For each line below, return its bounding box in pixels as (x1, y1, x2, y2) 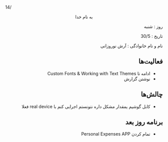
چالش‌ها (140, 90, 163, 99)
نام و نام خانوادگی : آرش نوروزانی (100, 43, 163, 49)
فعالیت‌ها (138, 57, 163, 66)
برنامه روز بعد (125, 118, 163, 127)
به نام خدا (75, 14, 93, 19)
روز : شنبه (144, 23, 163, 29)
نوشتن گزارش (124, 76, 150, 82)
